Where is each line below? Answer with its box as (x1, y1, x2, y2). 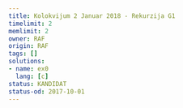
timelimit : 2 (8, 19, 53, 28)
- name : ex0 (8, 65, 49, 73)
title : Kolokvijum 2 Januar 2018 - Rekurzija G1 (8, 11, 176, 20)
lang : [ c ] (15, 72, 49, 80)
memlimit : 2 (8, 27, 49, 35)
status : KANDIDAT (8, 80, 67, 88)
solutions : (8, 58, 45, 66)
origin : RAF (8, 42, 49, 50)
